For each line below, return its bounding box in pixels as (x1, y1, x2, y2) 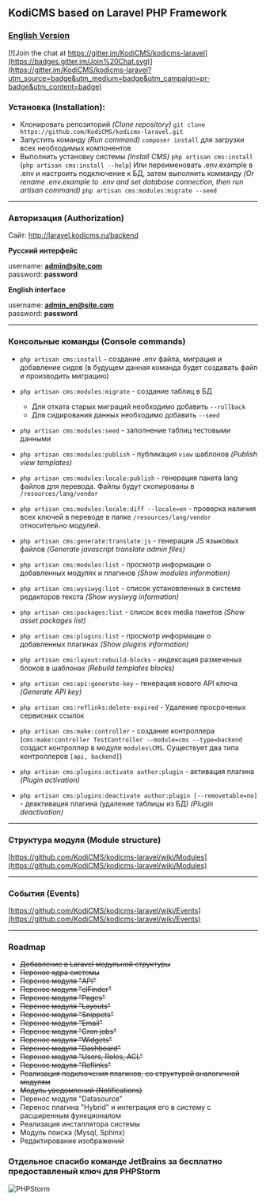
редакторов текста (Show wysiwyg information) (19, 592, 180, 601)
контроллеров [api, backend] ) (19, 751, 123, 761)
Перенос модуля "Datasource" (19, 1094, 123, 1104)
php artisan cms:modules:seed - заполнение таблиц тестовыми (19, 425, 231, 435)
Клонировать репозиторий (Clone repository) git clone (19, 119, 206, 129)
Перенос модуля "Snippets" (19, 1010, 114, 1020)
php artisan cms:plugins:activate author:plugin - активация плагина (19, 766, 255, 776)
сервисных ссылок (19, 711, 85, 720)
